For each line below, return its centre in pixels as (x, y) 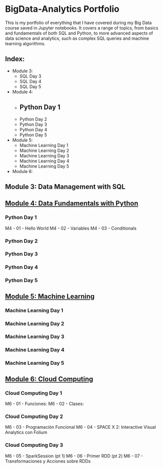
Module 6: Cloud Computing (49, 379)
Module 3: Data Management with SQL (65, 187)
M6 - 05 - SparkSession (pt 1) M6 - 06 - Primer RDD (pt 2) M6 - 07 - (74, 456)
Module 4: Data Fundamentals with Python (72, 203)
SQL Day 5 (30, 87)
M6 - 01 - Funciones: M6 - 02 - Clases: (45, 404)
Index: (15, 59)
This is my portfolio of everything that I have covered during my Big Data (79, 23)
